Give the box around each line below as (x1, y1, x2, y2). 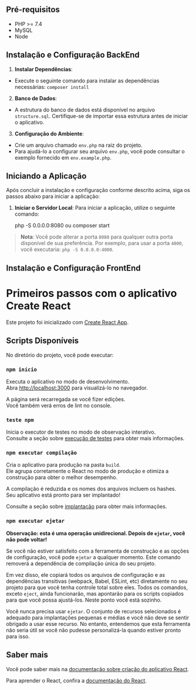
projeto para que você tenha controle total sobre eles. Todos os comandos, (6, 583, 188, 591)
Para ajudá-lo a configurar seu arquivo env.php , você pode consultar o (14, 147, 185, 155)
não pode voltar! (6, 536, 48, 543)
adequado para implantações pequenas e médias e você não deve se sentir (6, 614, 190, 621)
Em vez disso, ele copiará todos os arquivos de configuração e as (6, 571, 165, 578)
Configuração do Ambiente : (14, 130, 84, 137)
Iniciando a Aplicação (6, 171, 87, 181)
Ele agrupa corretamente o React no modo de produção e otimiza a (6, 468, 169, 475)
